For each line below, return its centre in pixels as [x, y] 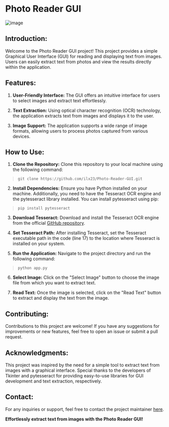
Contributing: [27, 314]
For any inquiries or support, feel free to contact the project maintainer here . [85, 409]
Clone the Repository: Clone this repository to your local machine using [88, 164]
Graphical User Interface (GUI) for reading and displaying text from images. [84, 56]
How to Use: [25, 152]
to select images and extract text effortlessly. [60, 100]
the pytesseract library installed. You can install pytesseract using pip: [86, 199]
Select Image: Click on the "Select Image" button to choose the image [86, 277]
